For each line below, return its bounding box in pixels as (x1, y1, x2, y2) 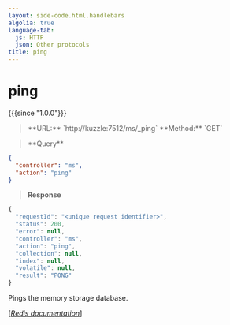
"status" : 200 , (15, 220, 65, 229)
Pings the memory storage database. (8, 293, 128, 303)
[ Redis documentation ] (8, 308, 83, 318)
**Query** (27, 139, 65, 148)
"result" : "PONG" (15, 271, 72, 280)
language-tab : (8, 26, 55, 34)
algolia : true (8, 19, 55, 27)
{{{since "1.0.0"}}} (8, 108, 67, 118)
